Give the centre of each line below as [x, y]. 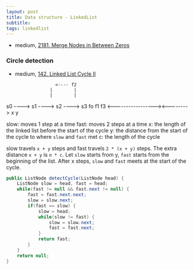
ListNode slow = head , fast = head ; [63, 184]
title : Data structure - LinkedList [52, 17]
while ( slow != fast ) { [66, 217]
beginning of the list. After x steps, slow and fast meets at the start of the [96, 161]
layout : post [22, 12]
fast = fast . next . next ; [57, 195]
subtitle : [19, 23]
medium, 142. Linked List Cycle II [55, 74]
